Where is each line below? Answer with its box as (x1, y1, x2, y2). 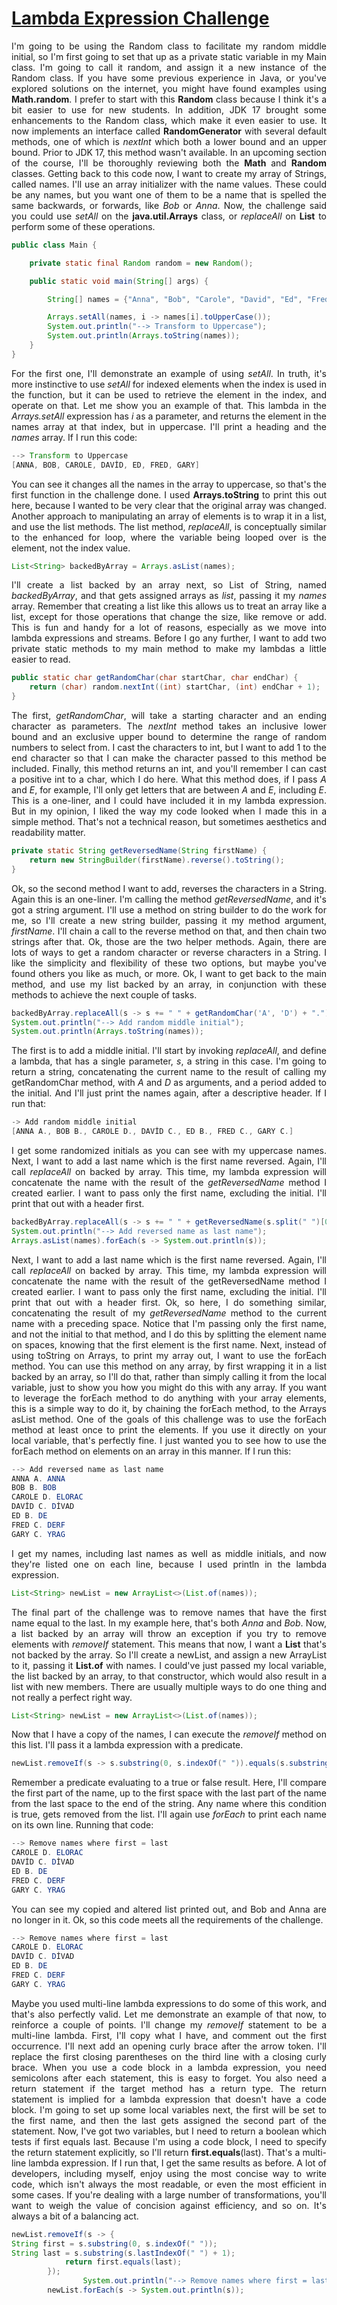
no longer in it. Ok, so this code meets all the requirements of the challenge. (11, 1913, 324, 1926)
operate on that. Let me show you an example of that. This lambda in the (11, 399, 327, 411)
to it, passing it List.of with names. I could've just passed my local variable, (11, 1659, 327, 1671)
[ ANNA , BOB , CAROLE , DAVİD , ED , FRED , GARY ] (11, 460, 200, 470)
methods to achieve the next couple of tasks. (11, 988, 198, 1001)
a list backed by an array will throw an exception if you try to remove (11, 1627, 327, 1639)
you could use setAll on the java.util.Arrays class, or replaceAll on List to (11, 210, 328, 222)
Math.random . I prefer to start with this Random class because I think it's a (11, 93, 327, 105)
